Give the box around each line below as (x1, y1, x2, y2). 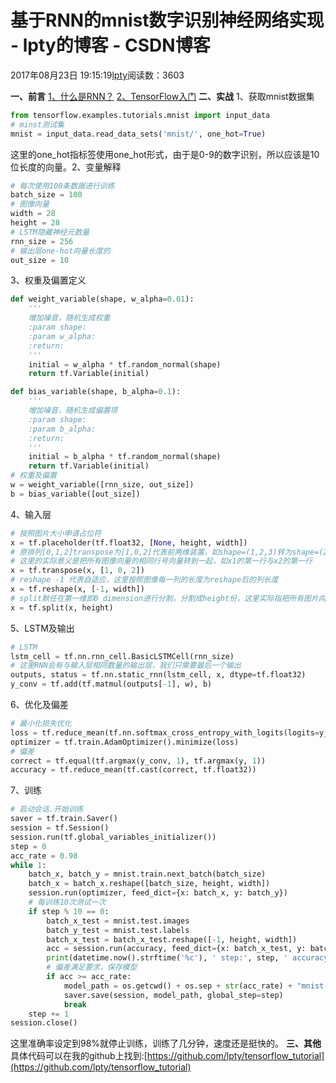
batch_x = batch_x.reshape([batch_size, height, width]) (28, 879, 271, 889)
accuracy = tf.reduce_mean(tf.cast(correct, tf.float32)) (10, 765, 257, 775)
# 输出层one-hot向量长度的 (10, 246, 111, 256)
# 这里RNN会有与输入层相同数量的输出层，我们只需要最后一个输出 (10, 661, 242, 671)
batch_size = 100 (10, 190, 83, 200)
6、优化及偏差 (10, 699, 69, 711)
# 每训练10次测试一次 (28, 897, 107, 908)
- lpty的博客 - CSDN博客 (10, 34, 211, 57)
